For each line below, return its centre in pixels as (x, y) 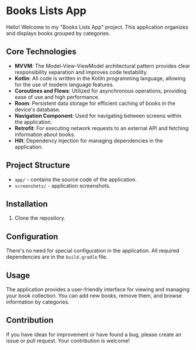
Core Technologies (42, 52)
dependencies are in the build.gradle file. (57, 257)
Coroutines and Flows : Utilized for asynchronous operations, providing (100, 91)
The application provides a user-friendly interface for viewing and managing (98, 289)
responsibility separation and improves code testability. (81, 72)
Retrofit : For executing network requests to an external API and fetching (102, 128)
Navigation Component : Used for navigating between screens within (98, 115)
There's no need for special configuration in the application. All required (93, 251)
